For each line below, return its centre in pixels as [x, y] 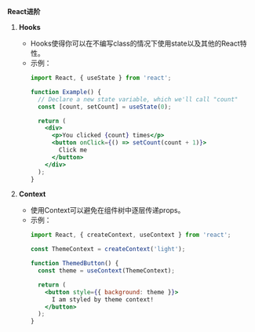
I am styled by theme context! [103, 299]
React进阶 [24, 11]
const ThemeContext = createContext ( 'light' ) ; [108, 250]
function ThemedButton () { [75, 264]
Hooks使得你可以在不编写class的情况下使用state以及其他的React [135, 43]
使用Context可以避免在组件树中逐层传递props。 [107, 210]
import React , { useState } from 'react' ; [101, 78]
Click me [73, 150]
